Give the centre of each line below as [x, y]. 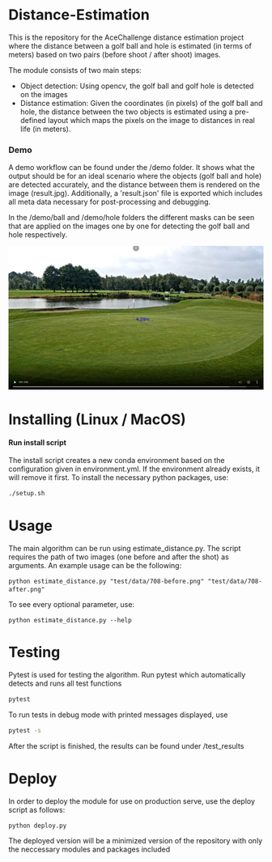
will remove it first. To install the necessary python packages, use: [119, 478]
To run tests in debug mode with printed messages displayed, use [118, 715]
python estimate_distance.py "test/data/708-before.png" [106, 581]
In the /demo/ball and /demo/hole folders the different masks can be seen [132, 218]
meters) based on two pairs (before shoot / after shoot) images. [115, 54]
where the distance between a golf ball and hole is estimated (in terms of [130, 45]
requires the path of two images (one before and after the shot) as [119, 557]
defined [33, 120]
